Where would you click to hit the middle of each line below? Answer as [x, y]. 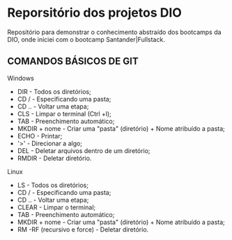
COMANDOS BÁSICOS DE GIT [73, 62]
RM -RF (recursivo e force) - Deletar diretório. [83, 229]
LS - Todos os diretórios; [53, 185]
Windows [21, 78]
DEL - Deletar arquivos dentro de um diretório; [84, 150]
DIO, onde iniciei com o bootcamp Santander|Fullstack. [86, 39]
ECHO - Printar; [40, 136]
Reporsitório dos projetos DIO [95, 13]
